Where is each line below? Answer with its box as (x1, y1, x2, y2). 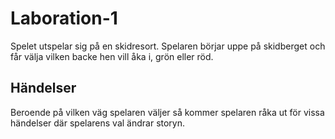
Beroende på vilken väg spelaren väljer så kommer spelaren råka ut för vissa (10, 106, 325, 118)
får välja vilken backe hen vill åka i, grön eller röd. (10, 50, 214, 62)
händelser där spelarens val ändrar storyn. (10, 117, 186, 129)
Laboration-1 (10, 7, 118, 30)
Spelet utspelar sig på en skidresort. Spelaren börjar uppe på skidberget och (10, 40, 326, 52)
